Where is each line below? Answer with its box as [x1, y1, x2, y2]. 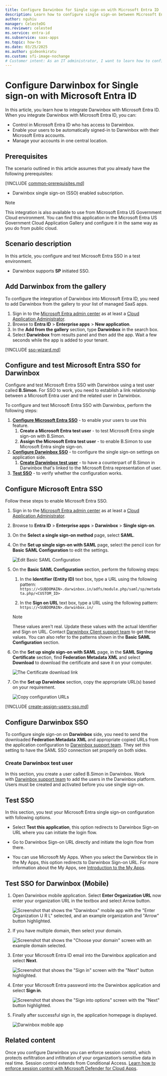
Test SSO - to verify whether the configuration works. [12, 470, 123, 476]
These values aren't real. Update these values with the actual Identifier [12, 624, 158, 630]
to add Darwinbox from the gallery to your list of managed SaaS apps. [5, 301, 148, 307]
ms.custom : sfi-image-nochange [5, 53, 70, 59]
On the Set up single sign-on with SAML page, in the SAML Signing [12, 649, 153, 655]
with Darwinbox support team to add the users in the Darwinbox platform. [5, 776, 156, 782]
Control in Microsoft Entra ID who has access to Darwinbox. [12, 122, 135, 128]
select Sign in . [12, 987, 42, 993]
